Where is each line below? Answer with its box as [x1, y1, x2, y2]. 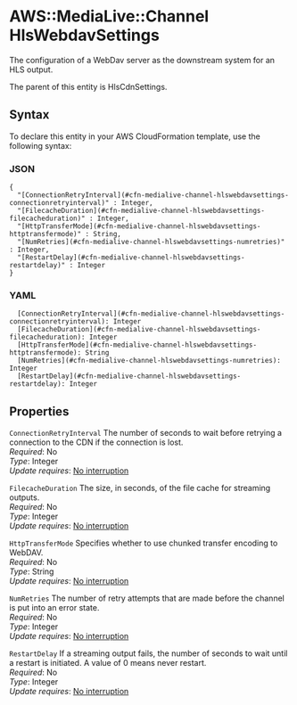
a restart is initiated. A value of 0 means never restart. [9, 658, 207, 668]
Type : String [9, 566, 54, 577]
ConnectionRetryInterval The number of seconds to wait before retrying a [9, 428, 283, 439]
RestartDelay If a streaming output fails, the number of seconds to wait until [9, 648, 288, 659]
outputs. [9, 492, 40, 503]
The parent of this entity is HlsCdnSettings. [9, 81, 168, 92]
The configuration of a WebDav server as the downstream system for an [9, 54, 275, 65]
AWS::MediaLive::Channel [9, 6, 210, 27]
